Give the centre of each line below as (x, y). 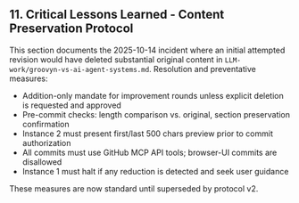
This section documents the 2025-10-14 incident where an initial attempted (147, 50)
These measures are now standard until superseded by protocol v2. (134, 188)
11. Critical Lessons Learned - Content (117, 15)
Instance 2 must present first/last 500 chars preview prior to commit (148, 134)
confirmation (46, 124)
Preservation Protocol (71, 29)
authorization (46, 142)
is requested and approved (72, 105)
